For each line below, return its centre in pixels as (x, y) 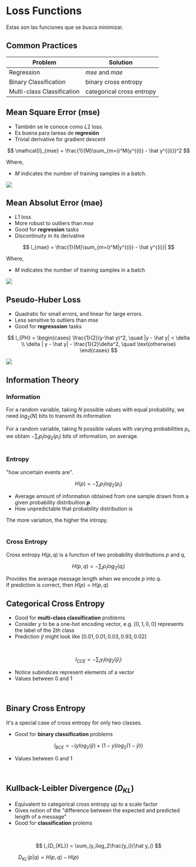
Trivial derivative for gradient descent (60, 139)
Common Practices (42, 46)
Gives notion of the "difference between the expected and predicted (97, 810)
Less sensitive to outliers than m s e (56, 320)
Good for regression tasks (47, 230)
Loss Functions (44, 11)
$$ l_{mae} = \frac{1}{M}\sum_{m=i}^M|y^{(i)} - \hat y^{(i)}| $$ (99, 247)
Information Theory (43, 380)
